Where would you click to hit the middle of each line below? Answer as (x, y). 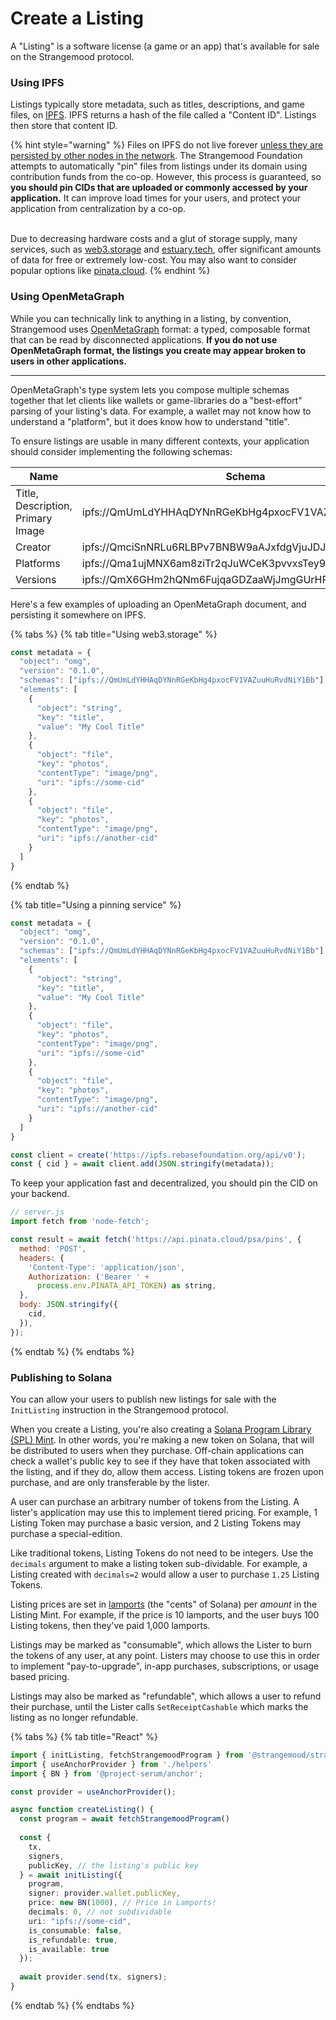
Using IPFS (37, 82)
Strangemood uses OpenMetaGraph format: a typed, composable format (160, 329)
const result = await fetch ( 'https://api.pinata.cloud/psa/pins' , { (156, 1240)
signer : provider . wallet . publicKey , (105, 1893)
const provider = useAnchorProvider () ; (93, 1792)
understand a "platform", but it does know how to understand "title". (150, 421)
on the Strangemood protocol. (72, 56)
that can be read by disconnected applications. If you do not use (144, 339)
